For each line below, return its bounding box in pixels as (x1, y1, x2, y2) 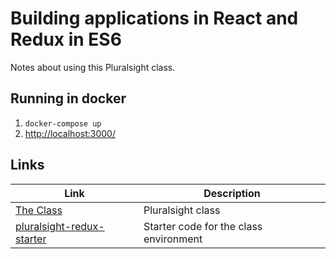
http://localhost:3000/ (24, 127, 116, 139)
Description (203, 186, 261, 200)
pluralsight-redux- (15, 219, 105, 233)
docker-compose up (24, 118, 102, 129)
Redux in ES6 (10, 28, 122, 51)
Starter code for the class (143, 219, 263, 233)
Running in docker (10, 90, 127, 107)
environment (143, 232, 203, 246)
